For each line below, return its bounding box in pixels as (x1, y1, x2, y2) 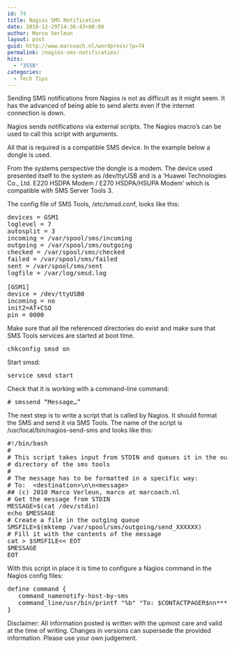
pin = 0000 (7, 311, 45, 319)
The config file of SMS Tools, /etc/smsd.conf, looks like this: (7, 200, 180, 208)
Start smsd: (7, 358, 40, 367)
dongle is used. (7, 151, 52, 159)
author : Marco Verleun (7, 29, 73, 37)
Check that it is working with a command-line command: (7, 385, 169, 393)
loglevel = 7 (7, 220, 52, 229)
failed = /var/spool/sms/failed (7, 255, 118, 264)
